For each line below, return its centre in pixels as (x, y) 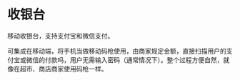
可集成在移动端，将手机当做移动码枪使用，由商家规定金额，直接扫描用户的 (117, 51)
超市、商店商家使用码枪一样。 (64, 69)
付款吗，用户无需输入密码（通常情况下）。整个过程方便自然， (134, 60)
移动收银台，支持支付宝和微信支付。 (61, 36)
